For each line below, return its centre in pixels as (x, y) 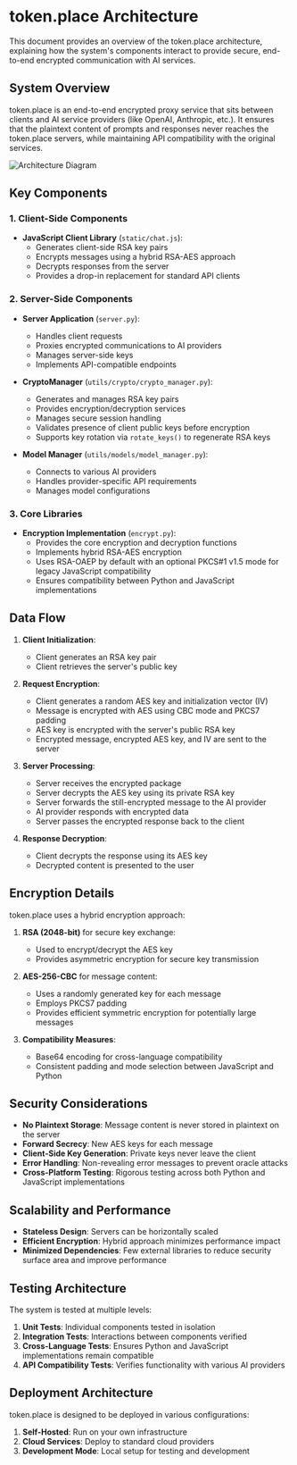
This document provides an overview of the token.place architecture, (136, 41)
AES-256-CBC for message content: (90, 976)
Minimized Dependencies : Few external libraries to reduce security (147, 1251)
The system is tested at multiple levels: (81, 1310)
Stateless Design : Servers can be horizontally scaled (120, 1232)
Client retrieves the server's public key (106, 666)
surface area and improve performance (95, 1260)
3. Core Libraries (46, 514)
